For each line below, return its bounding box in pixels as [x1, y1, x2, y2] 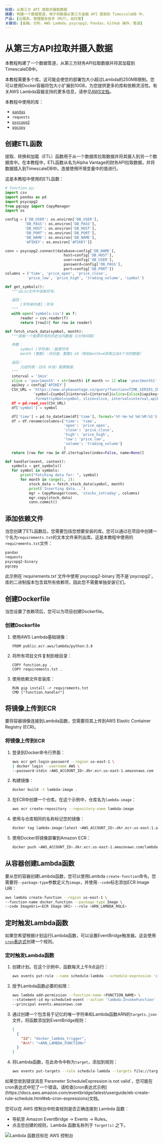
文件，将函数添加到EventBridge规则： [12, 1017, 88, 1023]
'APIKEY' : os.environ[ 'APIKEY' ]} [24, 239, 92, 245]
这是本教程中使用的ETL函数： [5, 176, 64, 181]
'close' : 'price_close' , [64, 428, 114, 433]
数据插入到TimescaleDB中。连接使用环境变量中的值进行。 [5, 166, 121, 171]
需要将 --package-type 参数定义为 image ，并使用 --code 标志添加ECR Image [5, 879, 149, 885]
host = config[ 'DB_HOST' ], [64, 253, 114, 258]
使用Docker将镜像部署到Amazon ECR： [12, 835, 91, 841]
